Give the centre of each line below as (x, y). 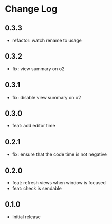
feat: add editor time (34, 126)
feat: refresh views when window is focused (59, 183)
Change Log (31, 9)
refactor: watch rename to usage (47, 40)
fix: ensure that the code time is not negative (60, 154)
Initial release (26, 217)
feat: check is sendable (37, 189)
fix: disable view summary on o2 (46, 97)
